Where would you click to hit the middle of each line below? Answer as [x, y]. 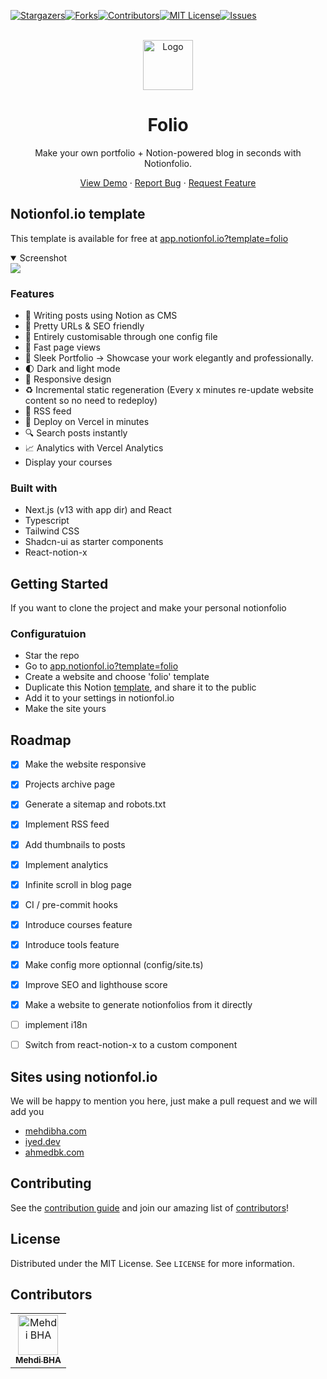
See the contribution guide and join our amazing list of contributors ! [150, 1207]
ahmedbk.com [54, 1152]
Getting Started [59, 583]
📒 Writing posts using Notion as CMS [101, 316]
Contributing [51, 1183]
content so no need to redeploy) [91, 401]
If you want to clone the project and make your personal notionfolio [148, 608]
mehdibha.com [55, 1131]
